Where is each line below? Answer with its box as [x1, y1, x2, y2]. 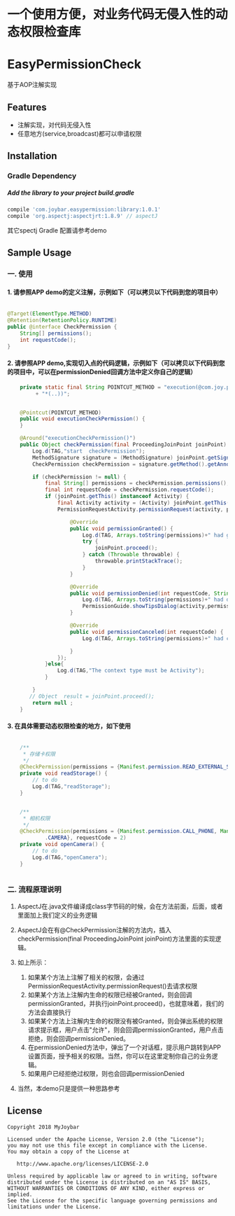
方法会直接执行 [27, 1008, 71, 1016]
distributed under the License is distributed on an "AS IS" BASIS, [7, 1178, 211, 1186]
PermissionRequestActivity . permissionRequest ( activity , [57, 506, 224, 513]
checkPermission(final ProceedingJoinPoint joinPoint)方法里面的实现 [17, 934, 215, 943]
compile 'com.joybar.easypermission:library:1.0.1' [7, 206, 161, 214]
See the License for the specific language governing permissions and [7, 1197, 218, 1204]
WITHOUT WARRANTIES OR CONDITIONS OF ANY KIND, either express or [7, 1184, 205, 1191]
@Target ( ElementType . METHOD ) [7, 310, 92, 317]
